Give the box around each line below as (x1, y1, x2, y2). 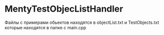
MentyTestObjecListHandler (4, 3, 123, 15)
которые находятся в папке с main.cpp (4, 24, 86, 30)
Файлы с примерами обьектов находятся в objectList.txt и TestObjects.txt (4, 19, 159, 25)
